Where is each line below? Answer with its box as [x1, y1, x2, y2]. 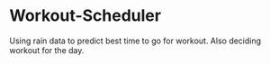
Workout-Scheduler [9, 5, 162, 26]
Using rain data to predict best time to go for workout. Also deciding [9, 35, 262, 46]
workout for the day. [9, 44, 85, 55]
